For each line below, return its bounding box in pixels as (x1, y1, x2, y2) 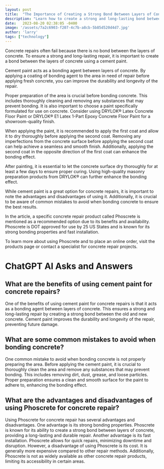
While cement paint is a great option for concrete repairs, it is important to (5, 188, 154, 194)
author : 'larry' (5, 30, 38, 35)
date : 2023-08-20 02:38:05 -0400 (5, 20, 78, 26)
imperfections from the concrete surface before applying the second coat (5, 138, 154, 144)
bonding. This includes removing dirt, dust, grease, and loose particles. (5, 371, 148, 377)
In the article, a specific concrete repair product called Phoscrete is (5, 213, 141, 219)
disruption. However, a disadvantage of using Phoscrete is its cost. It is (5, 443, 148, 449)
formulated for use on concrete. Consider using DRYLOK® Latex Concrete (5, 108, 154, 114)
